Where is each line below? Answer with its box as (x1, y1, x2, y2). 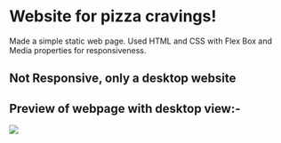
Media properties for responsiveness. (9, 44, 147, 55)
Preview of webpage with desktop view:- (9, 100, 241, 116)
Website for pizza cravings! (9, 6, 217, 27)
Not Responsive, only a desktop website (9, 71, 237, 86)
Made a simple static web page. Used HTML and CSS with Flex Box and (9, 36, 273, 46)
